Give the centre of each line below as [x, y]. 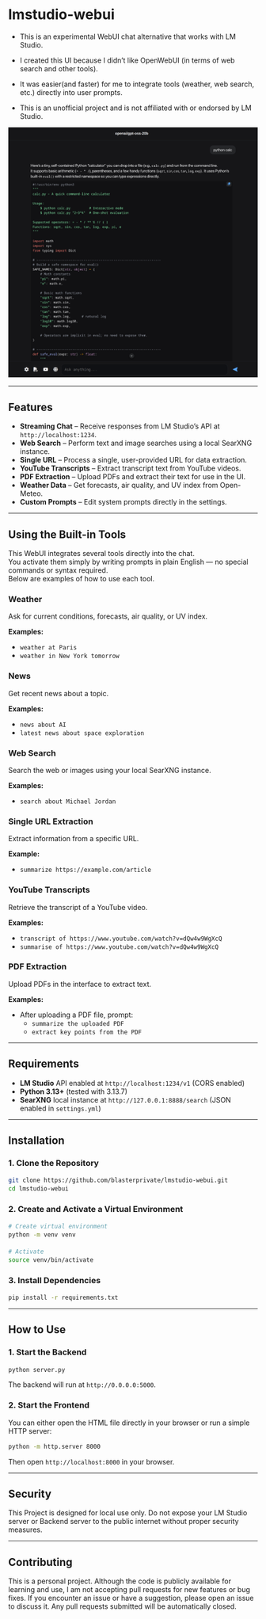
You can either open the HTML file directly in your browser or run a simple [129, 1423]
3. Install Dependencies [55, 1280]
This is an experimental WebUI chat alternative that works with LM [127, 36]
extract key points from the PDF [87, 1032]
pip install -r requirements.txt [63, 1298]
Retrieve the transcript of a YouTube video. [78, 907]
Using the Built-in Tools [67, 534]
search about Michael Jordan [68, 802]
